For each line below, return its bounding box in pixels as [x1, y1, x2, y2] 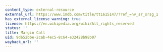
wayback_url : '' [5, 40, 39, 45]
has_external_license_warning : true [5, 16, 81, 21]
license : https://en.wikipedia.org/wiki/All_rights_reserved [5, 21, 134, 26]
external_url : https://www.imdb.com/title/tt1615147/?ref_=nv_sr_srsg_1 [5, 12, 159, 17]
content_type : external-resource [5, 7, 74, 12]
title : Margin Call [5, 30, 46, 35]
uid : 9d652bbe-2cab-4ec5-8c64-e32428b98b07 [5, 35, 97, 40]
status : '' [5, 26, 28, 31]
